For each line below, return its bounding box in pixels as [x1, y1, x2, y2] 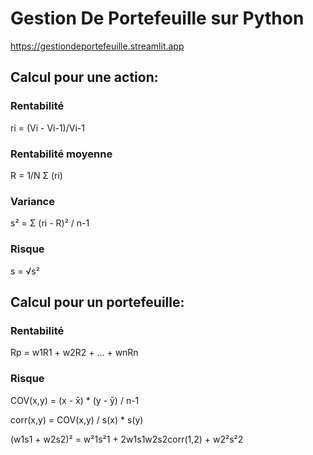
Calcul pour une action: [10, 69, 159, 86]
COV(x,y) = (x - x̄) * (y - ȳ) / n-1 [10, 394, 140, 406]
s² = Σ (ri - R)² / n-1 [10, 217, 90, 229]
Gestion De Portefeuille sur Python [10, 7, 305, 30]
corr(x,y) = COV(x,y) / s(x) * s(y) [10, 413, 144, 426]
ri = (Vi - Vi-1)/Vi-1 [10, 122, 85, 134]
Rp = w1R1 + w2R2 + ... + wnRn [10, 347, 139, 359]
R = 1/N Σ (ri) [10, 169, 63, 181]
